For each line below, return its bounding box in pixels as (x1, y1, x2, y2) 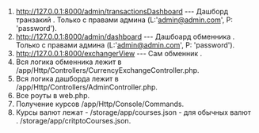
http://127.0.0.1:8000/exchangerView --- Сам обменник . (15, 49, 203, 58)
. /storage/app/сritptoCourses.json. (15, 116, 131, 125)
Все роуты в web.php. (15, 91, 90, 100)
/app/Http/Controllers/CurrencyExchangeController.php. (15, 66, 200, 74)
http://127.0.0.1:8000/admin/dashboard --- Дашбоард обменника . (15, 32, 235, 41)
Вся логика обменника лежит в (15, 57, 122, 66)
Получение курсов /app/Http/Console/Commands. (15, 99, 185, 108)
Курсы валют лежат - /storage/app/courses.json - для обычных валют (15, 108, 251, 117)
